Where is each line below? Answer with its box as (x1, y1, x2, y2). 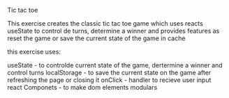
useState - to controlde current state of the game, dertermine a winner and (7, 61, 223, 69)
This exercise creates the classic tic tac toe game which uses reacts (7, 19, 204, 27)
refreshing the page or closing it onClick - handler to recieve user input (7, 76, 212, 84)
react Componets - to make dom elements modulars (7, 83, 158, 91)
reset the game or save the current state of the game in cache (7, 34, 186, 42)
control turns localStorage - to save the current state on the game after (7, 69, 212, 76)
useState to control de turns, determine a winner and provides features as (7, 27, 220, 35)
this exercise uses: (7, 48, 61, 56)
